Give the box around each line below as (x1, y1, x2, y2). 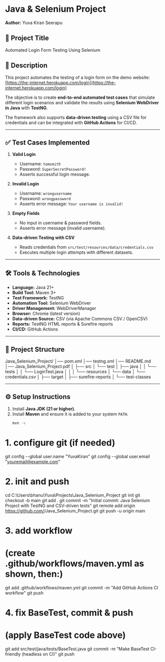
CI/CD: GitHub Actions (12, 326, 58, 332)
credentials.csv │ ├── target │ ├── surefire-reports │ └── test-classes (5, 374, 151, 380)
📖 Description (5, 61, 48, 70)
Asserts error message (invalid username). (19, 225, 106, 231)
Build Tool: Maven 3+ (12, 290, 56, 296)
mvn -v (12, 421, 26, 425)
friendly (5, 651, 21, 657)
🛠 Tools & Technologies (5, 269, 80, 277)
